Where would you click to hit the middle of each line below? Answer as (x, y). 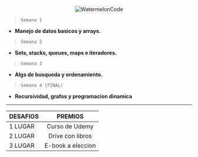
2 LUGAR (22, 136)
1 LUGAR (22, 126)
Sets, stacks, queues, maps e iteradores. (65, 53)
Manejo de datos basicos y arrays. (58, 31)
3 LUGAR (22, 145)
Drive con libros (70, 136)
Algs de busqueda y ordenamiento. (59, 74)
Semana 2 (31, 42)
